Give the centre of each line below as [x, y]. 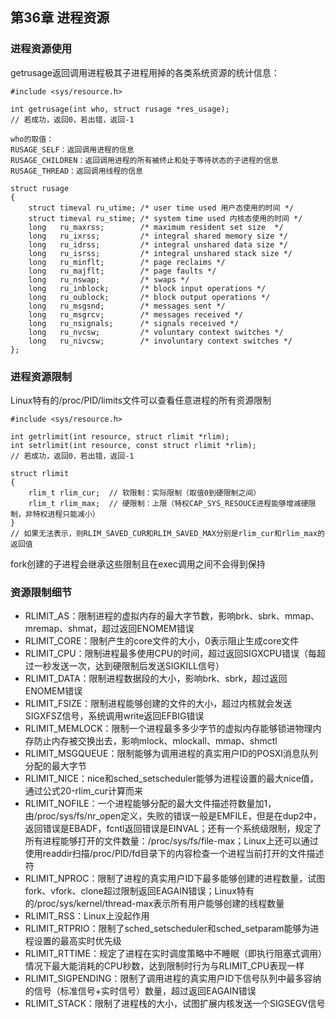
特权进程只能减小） [66, 514]
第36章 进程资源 [60, 18]
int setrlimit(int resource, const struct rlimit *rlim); [133, 445]
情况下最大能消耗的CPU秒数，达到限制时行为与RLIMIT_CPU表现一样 [164, 966]
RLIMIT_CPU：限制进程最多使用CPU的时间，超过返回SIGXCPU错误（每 [170, 654]
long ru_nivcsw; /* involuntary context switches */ [160, 341]
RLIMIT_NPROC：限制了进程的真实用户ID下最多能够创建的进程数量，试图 [175, 879]
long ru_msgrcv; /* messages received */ [136, 314]
